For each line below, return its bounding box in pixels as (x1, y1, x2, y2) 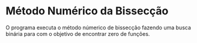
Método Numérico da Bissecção (5, 4, 169, 18)
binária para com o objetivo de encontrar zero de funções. (5, 30, 150, 37)
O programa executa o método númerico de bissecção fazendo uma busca (5, 24, 192, 31)
